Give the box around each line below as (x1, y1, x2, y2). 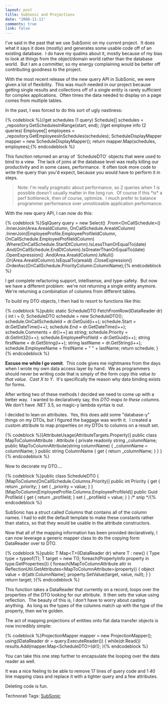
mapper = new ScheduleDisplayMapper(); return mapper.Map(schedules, (5, 139, 156, 145)
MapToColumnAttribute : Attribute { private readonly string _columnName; (5, 437, 157, 443)
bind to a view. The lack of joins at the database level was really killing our (5, 159, 159, 165)
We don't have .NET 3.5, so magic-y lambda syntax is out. (5, 402, 124, 408)
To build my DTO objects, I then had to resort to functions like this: (5, 298, 141, 304)
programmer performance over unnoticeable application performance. (17, 200, 163, 206)
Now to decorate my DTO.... (5, 463, 62, 470)
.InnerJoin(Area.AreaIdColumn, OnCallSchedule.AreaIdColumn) (5, 225, 135, 231)
